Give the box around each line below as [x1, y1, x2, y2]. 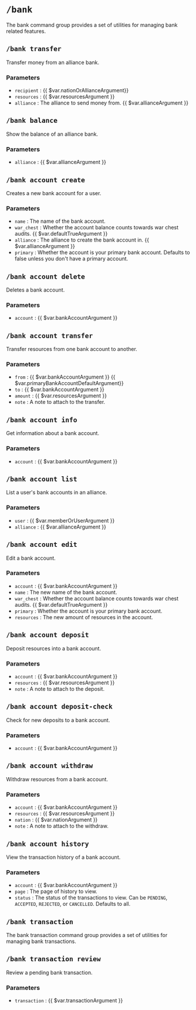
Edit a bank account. [6, 554, 56, 561]
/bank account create [6, 175, 85, 184]
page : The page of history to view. [14, 888, 98, 895]
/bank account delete [6, 272, 85, 280]
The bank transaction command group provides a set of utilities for [6, 932, 168, 939]
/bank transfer [6, 45, 62, 53]
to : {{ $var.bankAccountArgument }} [14, 386, 104, 393]
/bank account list [6, 474, 77, 483]
